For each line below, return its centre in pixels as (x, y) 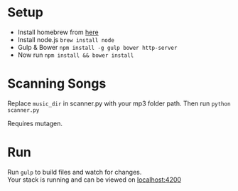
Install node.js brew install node (66, 39)
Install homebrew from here (58, 32)
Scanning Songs (57, 84)
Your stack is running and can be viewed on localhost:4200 (94, 180)
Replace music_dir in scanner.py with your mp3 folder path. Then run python (119, 103)
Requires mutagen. (35, 123)
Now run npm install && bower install (76, 55)
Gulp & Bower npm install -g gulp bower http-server (97, 47)
